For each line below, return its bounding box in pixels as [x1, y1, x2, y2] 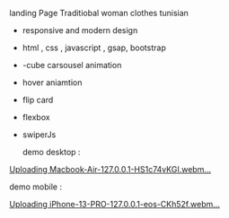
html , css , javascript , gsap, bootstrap [22, 42, 166, 53]
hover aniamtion [22, 77, 83, 88]
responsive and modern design [22, 25, 138, 35]
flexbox [22, 112, 51, 122]
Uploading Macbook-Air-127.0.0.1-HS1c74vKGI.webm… [9, 164, 212, 174]
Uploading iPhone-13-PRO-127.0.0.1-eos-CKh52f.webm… [9, 199, 220, 209]
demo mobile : [9, 181, 63, 192]
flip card [22, 94, 54, 105]
